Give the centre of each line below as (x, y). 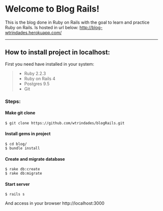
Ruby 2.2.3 (35, 73)
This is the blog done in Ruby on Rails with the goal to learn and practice (77, 22)
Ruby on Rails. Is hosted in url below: (42, 27)
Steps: (13, 101)
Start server (17, 184)
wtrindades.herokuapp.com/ (33, 32)
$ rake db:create (23, 169)
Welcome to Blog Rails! (52, 9)
